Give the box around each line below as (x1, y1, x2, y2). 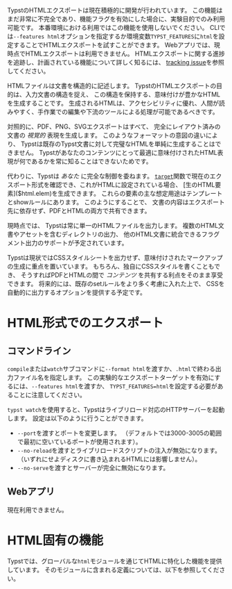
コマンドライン (7, 345, 71, 356)
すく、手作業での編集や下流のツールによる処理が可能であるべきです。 (19, 108, 220, 116)
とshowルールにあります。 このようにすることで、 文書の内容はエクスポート (7, 198, 225, 206)
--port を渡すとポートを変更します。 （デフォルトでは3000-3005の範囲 (17, 429, 222, 437)
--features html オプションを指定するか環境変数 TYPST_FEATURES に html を (13, 32, 220, 40)
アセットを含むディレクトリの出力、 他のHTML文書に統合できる (19, 230, 202, 238)
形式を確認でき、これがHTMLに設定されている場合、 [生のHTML (30, 181, 215, 189)
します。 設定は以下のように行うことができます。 (7, 414, 148, 422)
